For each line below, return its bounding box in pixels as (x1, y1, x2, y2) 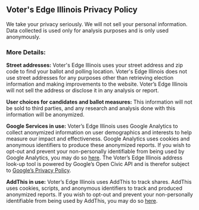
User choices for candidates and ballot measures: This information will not (6, 98, 192, 106)
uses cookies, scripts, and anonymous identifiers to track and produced (6, 184, 183, 192)
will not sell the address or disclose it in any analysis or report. (6, 87, 159, 94)
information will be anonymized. (6, 111, 85, 118)
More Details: (6, 48, 46, 56)
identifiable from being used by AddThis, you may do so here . (6, 198, 158, 205)
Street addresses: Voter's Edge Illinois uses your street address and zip (6, 62, 184, 69)
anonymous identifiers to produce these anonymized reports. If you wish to (6, 142, 191, 149)
